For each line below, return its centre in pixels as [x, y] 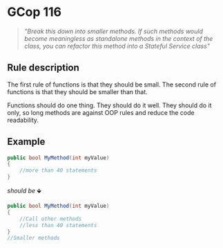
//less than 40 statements [58, 225]
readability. [23, 120]
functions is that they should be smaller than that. [78, 91]
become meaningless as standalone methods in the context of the [118, 38]
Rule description [43, 68]
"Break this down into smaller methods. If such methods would [114, 31]
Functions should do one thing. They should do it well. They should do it [109, 105]
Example [26, 142]
